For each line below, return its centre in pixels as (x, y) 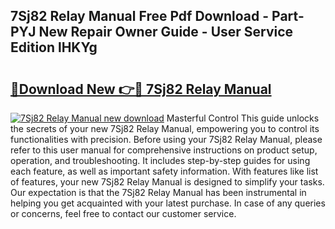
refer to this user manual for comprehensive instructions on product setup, (164, 150)
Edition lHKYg (54, 47)
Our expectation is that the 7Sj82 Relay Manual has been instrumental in (158, 192)
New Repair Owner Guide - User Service (166, 32)
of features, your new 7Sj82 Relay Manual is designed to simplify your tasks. (167, 182)
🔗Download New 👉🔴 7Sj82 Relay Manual (141, 89)
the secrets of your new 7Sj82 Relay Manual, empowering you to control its (165, 128)
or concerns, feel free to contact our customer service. (123, 213)
